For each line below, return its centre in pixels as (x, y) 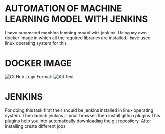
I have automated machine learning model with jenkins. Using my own (76, 33)
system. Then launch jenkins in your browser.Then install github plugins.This (82, 115)
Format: (45, 76)
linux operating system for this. (36, 43)
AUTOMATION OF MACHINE (64, 9)
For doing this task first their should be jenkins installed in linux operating (79, 110)
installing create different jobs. (36, 126)
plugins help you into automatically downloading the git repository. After (78, 121)
